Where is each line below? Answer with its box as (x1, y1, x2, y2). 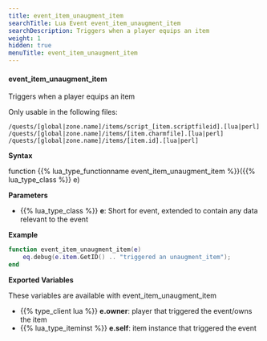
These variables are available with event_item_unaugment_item (8, 290, 217, 300)
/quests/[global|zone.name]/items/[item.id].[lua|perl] (8, 137, 199, 145)
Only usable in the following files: (8, 108, 118, 117)
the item (19, 315, 48, 324)
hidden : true (8, 42, 52, 50)
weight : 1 (8, 34, 42, 43)
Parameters (8, 190, 48, 201)
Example (8, 230, 38, 240)
